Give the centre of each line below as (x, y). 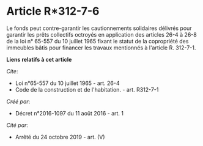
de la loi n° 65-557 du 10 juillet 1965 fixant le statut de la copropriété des (98, 41)
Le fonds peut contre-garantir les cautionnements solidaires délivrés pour (99, 28)
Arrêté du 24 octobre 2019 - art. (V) (60, 137)
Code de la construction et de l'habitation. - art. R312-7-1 (87, 89)
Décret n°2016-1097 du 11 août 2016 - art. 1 (69, 113)
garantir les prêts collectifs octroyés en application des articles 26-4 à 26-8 (102, 34)
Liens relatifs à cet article (39, 59)
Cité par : (17, 125)
